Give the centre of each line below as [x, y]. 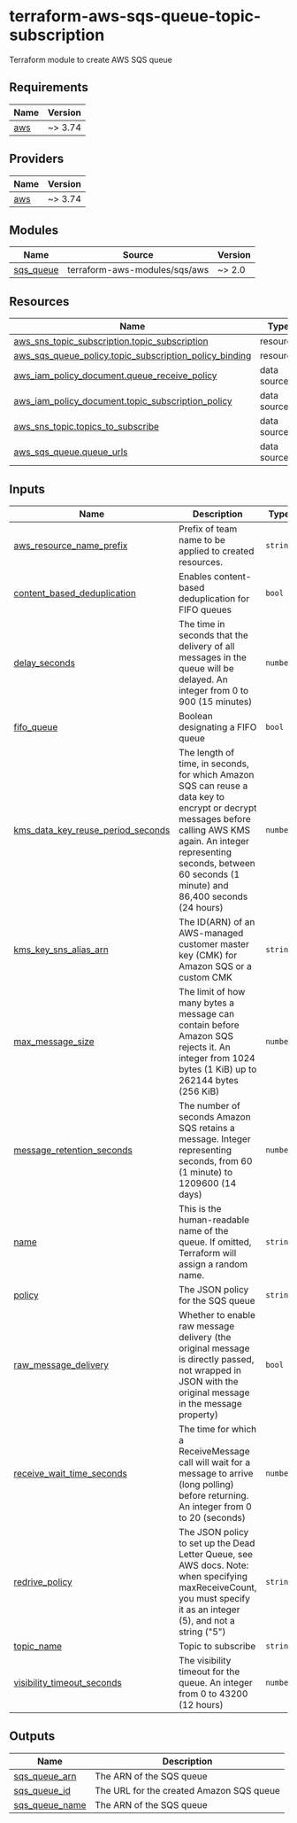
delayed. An [203, 679]
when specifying [213, 1576]
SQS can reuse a [213, 786]
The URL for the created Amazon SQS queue [187, 1790]
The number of [209, 1106]
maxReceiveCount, [217, 1587]
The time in [202, 624]
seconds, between [217, 863]
